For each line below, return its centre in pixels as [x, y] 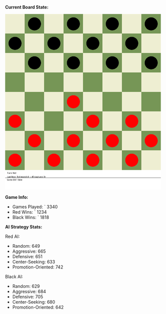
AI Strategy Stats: [24, 227]
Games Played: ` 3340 [35, 207]
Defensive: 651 [27, 256]
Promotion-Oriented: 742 [38, 267]
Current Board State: [27, 7]
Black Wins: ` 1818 [31, 217]
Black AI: [14, 277]
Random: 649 [26, 246]
